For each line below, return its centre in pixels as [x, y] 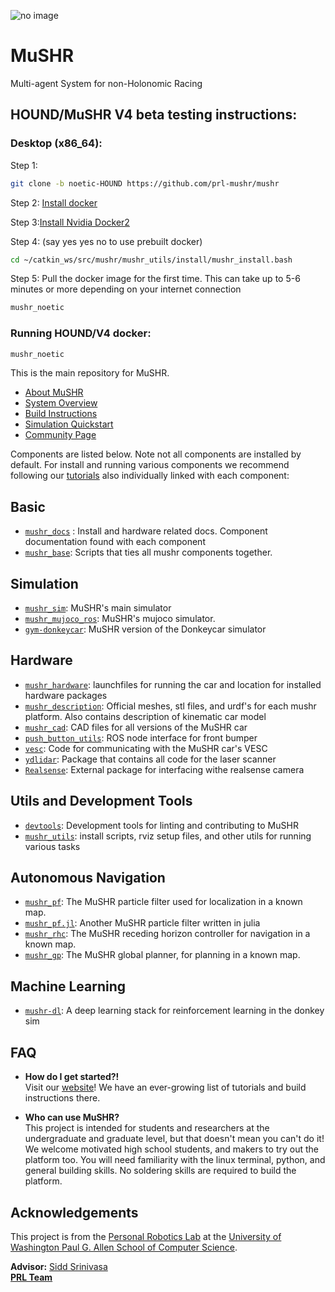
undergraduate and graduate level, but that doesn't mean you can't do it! [174, 1139]
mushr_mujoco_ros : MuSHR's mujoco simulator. [120, 619]
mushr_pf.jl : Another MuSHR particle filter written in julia [142, 923]
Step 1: [24, 165]
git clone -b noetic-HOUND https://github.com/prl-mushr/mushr [145, 183]
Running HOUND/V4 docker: [81, 333]
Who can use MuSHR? [72, 1117]
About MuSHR [54, 392]
